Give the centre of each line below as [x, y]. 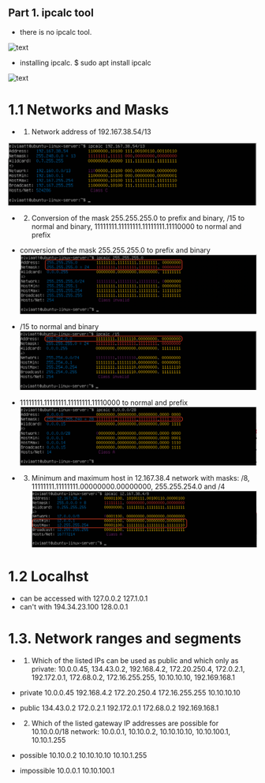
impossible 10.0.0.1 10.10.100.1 [67, 770]
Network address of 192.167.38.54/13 [91, 131]
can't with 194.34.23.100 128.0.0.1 [74, 606]
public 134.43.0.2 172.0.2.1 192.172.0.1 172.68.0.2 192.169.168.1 [119, 708]
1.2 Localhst [49, 577]
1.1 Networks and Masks [89, 110]
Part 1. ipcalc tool [51, 13]
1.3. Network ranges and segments [125, 639]
